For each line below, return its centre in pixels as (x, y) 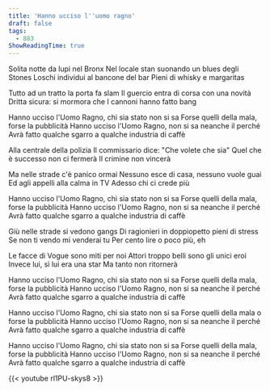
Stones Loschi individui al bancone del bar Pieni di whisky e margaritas (127, 78)
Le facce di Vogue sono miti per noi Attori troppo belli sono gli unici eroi (127, 256)
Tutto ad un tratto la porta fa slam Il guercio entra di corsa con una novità (130, 93)
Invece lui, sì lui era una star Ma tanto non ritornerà (93, 264)
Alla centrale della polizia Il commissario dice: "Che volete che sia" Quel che (135, 150)
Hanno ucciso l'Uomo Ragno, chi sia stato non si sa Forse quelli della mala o (135, 313)
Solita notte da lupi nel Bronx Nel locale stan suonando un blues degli (124, 69)
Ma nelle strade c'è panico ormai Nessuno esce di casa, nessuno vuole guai (135, 174)
